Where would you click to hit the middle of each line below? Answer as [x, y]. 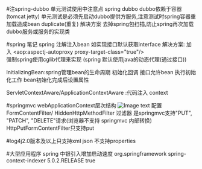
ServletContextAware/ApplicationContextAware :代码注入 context [87, 93]
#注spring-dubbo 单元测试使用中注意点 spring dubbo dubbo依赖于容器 [94, 9]
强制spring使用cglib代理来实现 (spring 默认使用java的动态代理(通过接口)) [96, 59]
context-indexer [26, 161]
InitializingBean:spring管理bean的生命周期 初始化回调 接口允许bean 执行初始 [101, 72]
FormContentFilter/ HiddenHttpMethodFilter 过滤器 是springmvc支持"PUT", [99, 113]
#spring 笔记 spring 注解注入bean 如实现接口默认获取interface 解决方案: [96, 44]
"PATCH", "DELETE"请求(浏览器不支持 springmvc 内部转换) [79, 120]
